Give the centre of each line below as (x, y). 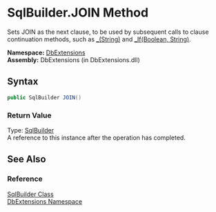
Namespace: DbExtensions (46, 52)
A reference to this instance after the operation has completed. (97, 137)
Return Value (29, 115)
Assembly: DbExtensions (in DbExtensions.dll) (73, 59)
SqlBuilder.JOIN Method (78, 13)
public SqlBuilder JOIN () (44, 97)
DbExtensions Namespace (45, 201)
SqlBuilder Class (30, 194)
